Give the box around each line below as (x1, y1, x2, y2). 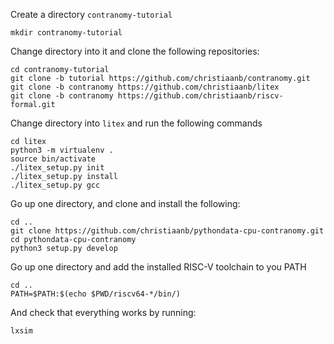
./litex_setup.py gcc (10, 180, 101, 190)
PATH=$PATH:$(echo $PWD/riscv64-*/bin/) (10, 289, 182, 299)
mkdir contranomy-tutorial (10, 28, 123, 38)
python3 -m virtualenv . (10, 145, 114, 155)
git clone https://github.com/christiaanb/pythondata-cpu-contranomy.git (10, 226, 325, 236)
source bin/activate (10, 154, 97, 164)
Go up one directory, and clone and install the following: (10, 198, 241, 209)
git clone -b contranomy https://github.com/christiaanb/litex (10, 82, 280, 92)
